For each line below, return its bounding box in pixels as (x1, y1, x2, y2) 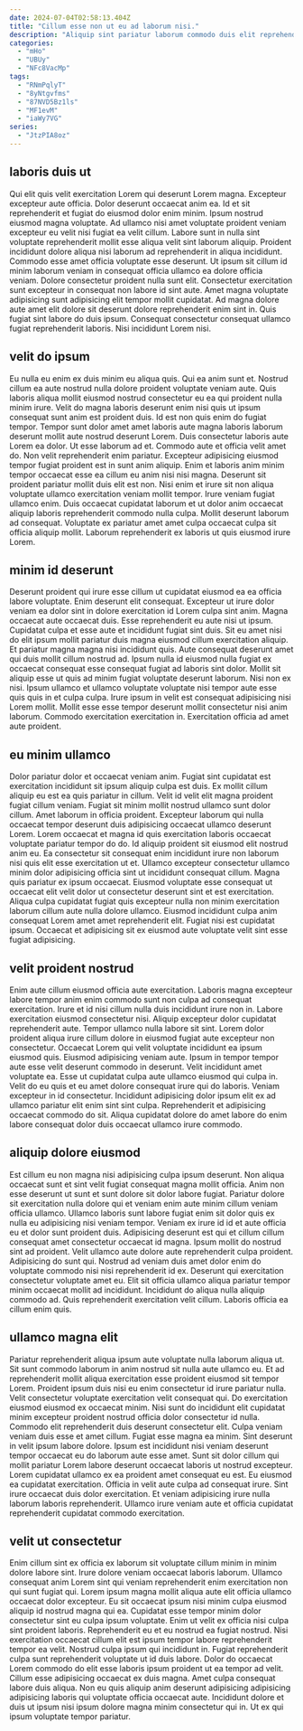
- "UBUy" (17, 55, 50, 64)
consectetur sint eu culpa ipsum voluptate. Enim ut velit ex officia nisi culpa (9, 1615, 289, 1626)
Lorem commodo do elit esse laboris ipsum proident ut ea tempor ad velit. (9, 1663, 284, 1674)
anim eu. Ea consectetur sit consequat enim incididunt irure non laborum (9, 848, 280, 859)
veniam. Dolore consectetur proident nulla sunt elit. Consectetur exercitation (9, 275, 293, 286)
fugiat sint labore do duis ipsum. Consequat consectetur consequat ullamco (9, 313, 291, 324)
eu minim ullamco (9, 747, 111, 762)
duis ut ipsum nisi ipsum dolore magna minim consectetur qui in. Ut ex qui (9, 1701, 284, 1713)
